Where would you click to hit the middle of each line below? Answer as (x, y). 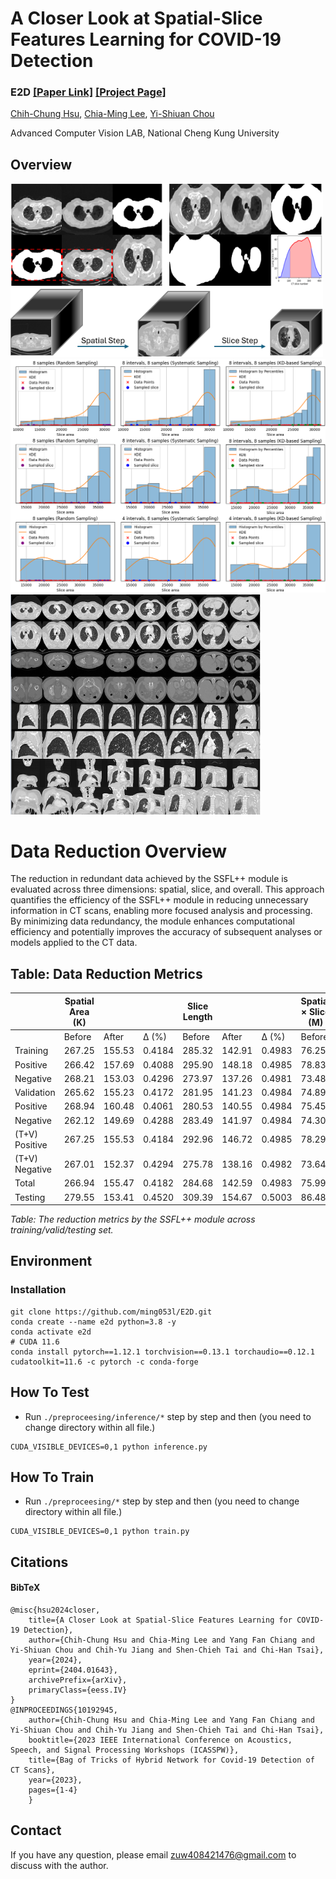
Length (197, 1017)
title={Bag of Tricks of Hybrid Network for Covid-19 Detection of (171, 1760)
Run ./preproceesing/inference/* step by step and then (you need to (168, 1416)
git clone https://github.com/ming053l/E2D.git (111, 1312)
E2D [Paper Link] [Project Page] (88, 92)
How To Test (50, 1392)
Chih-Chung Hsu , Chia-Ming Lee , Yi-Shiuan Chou (112, 114)
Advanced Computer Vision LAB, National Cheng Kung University (145, 133)
